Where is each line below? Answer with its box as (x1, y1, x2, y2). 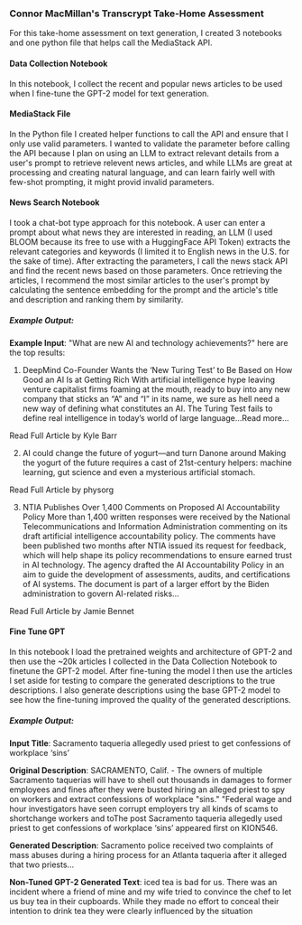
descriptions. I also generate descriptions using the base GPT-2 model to (9, 685, 281, 696)
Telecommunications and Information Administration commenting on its (22, 520, 288, 531)
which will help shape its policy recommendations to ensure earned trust (22, 549, 293, 560)
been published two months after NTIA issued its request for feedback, (22, 540, 287, 551)
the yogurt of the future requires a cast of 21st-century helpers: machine (22, 457, 293, 468)
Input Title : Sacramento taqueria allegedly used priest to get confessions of (9, 738, 291, 749)
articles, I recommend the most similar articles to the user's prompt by (9, 275, 270, 285)
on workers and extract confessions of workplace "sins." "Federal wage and (9, 794, 293, 805)
